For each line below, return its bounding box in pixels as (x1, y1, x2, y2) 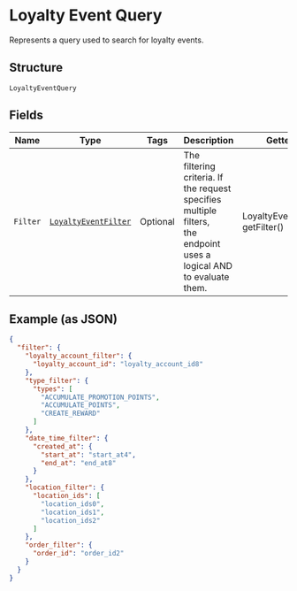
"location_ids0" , (41, 499, 104, 509)
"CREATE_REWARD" (41, 409, 101, 418)
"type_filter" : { (25, 376, 89, 385)
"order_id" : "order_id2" (32, 549, 125, 558)
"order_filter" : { (25, 541, 93, 549)
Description (183, 134, 234, 146)
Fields (9, 108, 44, 123)
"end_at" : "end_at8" (41, 458, 117, 467)
